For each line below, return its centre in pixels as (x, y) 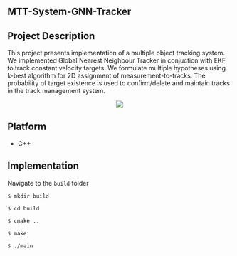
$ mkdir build (28, 196)
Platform (27, 126)
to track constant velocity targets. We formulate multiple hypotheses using (117, 68)
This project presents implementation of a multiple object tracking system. (116, 53)
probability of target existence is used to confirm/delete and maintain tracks (118, 83)
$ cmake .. (23, 221)
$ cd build (23, 208)
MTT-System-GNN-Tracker (69, 12)
